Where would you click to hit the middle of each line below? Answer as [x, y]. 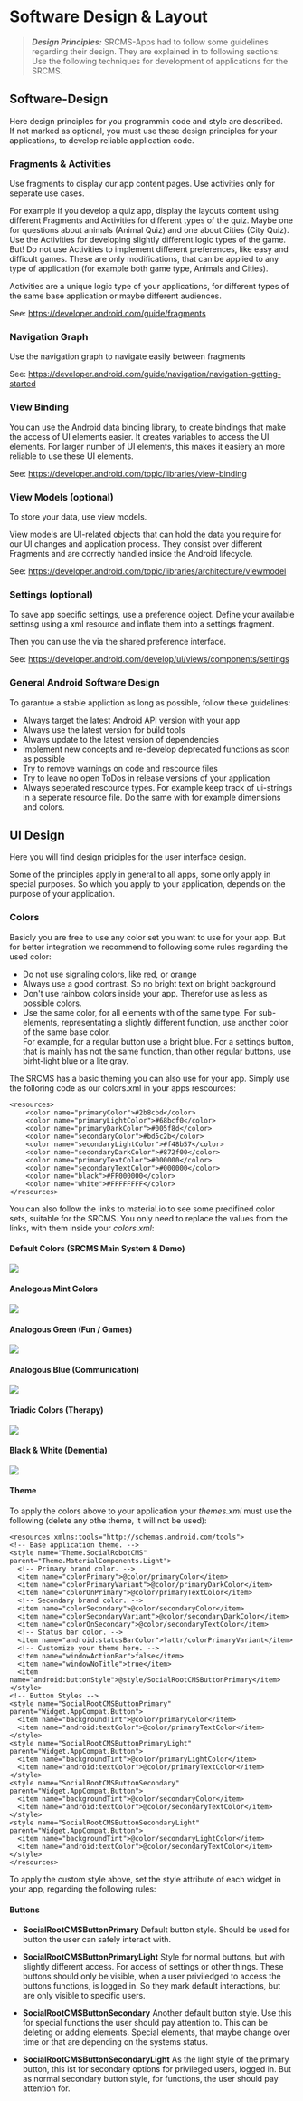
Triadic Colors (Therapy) [57, 1410]
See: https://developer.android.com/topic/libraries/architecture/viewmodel [148, 571]
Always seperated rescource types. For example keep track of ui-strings [157, 787]
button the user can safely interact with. [97, 1940]
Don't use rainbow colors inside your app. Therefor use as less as [145, 993]
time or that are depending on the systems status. [115, 2042]
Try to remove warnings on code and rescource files [120, 768]
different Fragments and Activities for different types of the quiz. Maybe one [151, 220]
